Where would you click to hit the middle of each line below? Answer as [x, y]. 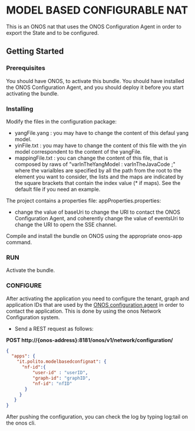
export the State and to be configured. [52, 32]
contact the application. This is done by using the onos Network [84, 311]
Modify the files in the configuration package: [61, 121]
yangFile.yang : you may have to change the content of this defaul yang [102, 132]
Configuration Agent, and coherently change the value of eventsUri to [99, 218]
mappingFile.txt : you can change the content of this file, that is [91, 158]
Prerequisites [26, 68]
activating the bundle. [32, 93]
